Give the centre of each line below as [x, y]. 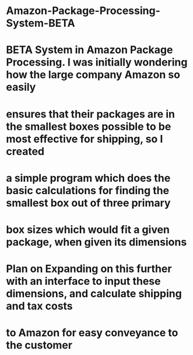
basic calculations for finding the [88, 190]
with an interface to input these [83, 281]
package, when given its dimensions [96, 242]
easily [21, 87]
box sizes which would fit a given [88, 230]
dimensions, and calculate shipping [94, 294]
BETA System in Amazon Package [90, 50]
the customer [39, 345]
